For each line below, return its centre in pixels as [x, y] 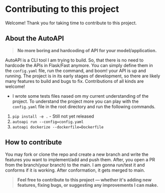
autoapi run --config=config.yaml [48, 122]
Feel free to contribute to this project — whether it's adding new [84, 180]
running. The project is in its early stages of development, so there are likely [83, 76]
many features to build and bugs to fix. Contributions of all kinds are [75, 81]
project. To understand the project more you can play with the [75, 101]
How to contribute [34, 142]
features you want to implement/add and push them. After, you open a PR [80, 159]
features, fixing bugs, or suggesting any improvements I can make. [88, 185]
